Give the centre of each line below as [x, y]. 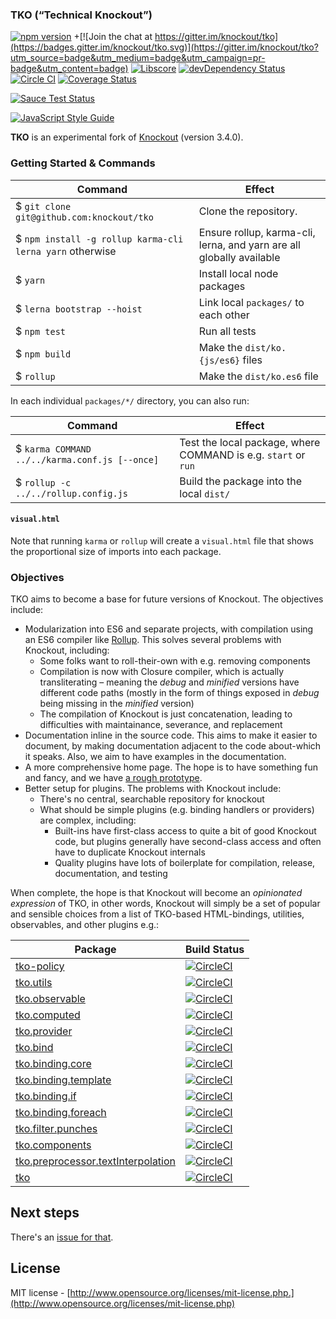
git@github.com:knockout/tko [84, 217]
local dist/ [205, 493]
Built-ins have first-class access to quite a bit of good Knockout [185, 831]
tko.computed [48, 1015]
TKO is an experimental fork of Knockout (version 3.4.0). [127, 137]
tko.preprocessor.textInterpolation [96, 1161]
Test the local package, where [250, 442]
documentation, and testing [111, 874]
